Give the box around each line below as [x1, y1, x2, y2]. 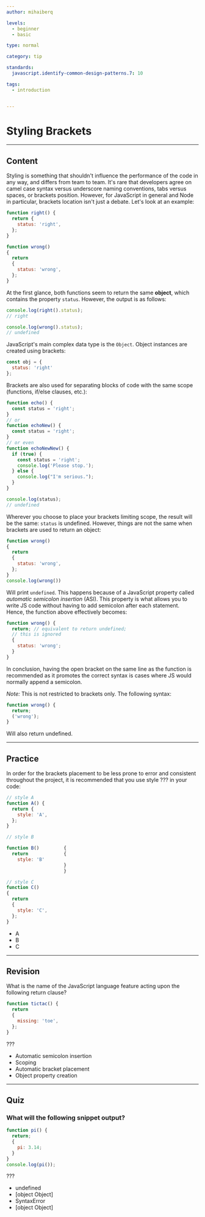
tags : [6, 81, 20, 87]
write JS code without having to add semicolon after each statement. [6, 601, 180, 609]
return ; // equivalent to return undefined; [12, 625, 127, 632]
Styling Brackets [6, 124, 92, 138]
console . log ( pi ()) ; [6, 1161, 56, 1167]
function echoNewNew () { [6, 445, 70, 452]
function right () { [6, 210, 56, 216]
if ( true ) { [12, 451, 43, 457]
